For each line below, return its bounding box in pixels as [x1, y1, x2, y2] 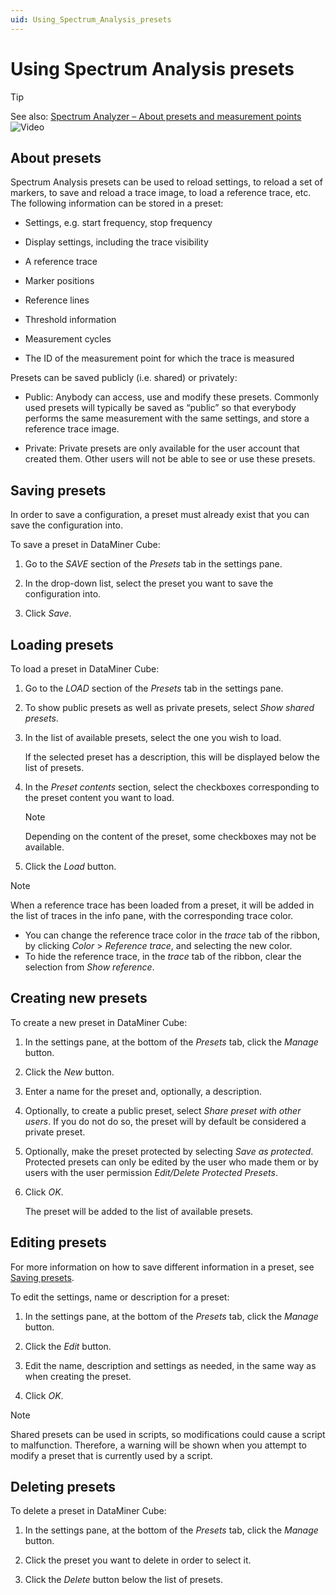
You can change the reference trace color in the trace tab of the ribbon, [24, 929, 320, 941]
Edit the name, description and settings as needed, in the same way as [24, 1359, 317, 1371]
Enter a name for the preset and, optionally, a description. [24, 1085, 262, 1097]
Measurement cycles [24, 333, 112, 345]
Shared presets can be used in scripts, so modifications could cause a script [10, 1428, 326, 1440]
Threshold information [24, 314, 117, 326]
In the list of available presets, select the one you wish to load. [24, 732, 282, 743]
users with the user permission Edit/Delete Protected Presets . [24, 1166, 278, 1178]
